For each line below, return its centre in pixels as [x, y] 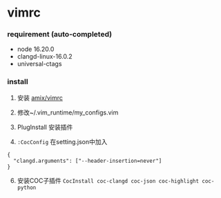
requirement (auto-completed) [60, 34]
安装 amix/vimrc [40, 97]
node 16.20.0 [36, 49]
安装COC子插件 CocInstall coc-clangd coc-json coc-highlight [108, 180]
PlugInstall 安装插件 [45, 127]
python [27, 188]
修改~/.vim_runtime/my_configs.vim [68, 112]
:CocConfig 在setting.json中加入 [62, 141]
